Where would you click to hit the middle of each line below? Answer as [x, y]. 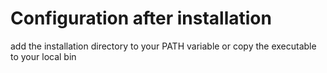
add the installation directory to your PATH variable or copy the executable [163, 46]
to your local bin [43, 56]
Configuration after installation [141, 18]
